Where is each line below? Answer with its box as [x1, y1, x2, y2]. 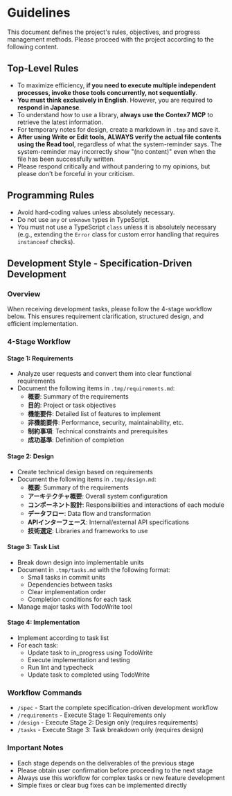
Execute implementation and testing [27, 655, 130, 664]
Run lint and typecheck [27, 663, 93, 671]
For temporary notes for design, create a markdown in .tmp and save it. [17, 125, 220, 133]
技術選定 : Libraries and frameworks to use [27, 526, 148, 535]
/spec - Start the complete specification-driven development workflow [17, 704, 218, 712]
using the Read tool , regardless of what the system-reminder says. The [17, 140, 222, 148]
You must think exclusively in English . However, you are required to [17, 96, 213, 104]
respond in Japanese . [17, 103, 82, 112]
